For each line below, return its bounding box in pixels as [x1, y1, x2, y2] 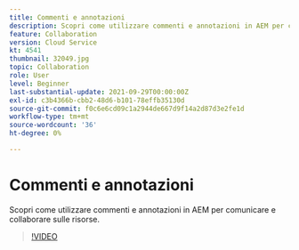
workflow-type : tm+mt [9, 112, 90, 121]
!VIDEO [30, 230, 58, 241]
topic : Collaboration [9, 63, 90, 72]
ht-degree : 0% [9, 129, 62, 138]
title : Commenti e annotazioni [9, 12, 125, 22]
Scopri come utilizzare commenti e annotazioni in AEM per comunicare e [9, 204, 276, 214]
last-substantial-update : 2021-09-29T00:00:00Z [9, 87, 190, 96]
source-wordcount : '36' [9, 121, 98, 130]
